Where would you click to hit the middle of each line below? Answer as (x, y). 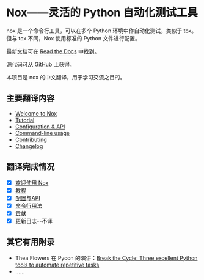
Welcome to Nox (36, 113)
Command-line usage (42, 133)
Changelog (29, 146)
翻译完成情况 (31, 167)
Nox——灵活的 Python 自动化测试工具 (102, 13)
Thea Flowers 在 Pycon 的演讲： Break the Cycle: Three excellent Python (106, 258)
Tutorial (25, 120)
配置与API (28, 198)
